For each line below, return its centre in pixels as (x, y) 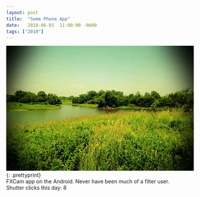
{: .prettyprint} (24, 175)
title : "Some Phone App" (38, 19)
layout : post (22, 12)
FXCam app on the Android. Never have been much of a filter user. (88, 182)
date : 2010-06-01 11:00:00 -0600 (51, 25)
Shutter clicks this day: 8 (37, 188)
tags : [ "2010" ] (25, 32)
